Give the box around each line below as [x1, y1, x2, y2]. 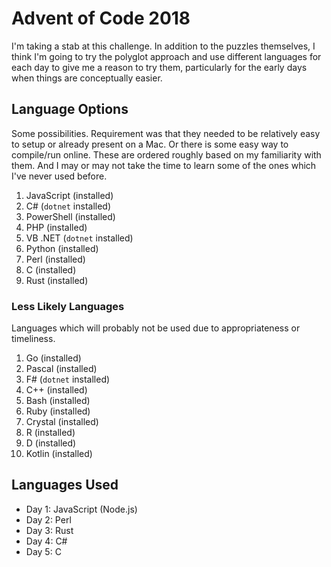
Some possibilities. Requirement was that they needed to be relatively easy [11, 127, 321, 139]
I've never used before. [11, 170, 108, 182]
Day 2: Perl [25, 513, 72, 526]
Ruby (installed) [25, 405, 91, 417]
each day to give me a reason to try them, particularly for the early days [11, 61, 308, 73]
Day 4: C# [25, 535, 68, 547]
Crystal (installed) [25, 416, 99, 428]
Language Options [11, 101, 129, 118]
